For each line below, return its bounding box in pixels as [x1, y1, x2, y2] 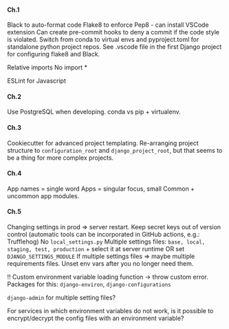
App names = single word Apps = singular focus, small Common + [7, 184, 195, 193]
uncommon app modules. [7, 191, 80, 200]
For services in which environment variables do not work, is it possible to [7, 307, 214, 315]
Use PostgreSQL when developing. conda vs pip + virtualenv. [7, 107, 181, 116]
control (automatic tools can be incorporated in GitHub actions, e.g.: [7, 231, 200, 239]
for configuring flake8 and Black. [7, 50, 100, 59]
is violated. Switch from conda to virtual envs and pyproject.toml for [7, 35, 199, 44]
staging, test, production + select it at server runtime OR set [7, 245, 184, 253]
